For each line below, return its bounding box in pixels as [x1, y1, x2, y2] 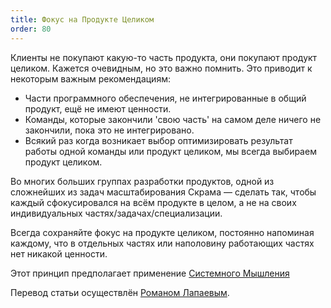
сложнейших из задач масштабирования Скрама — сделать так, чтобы [10, 186, 317, 198]
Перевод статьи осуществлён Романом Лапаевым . [10, 286, 230, 298]
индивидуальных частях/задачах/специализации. [10, 207, 223, 219]
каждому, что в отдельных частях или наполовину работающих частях [10, 237, 315, 249]
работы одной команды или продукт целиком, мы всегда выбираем [24, 145, 317, 157]
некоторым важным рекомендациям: [10, 72, 171, 85]
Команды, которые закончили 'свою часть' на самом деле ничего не [24, 113, 322, 125]
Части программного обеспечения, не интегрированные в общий [24, 92, 307, 104]
